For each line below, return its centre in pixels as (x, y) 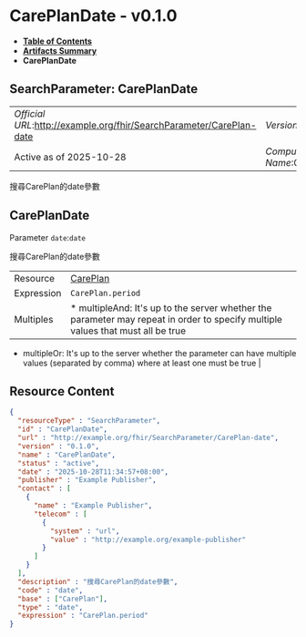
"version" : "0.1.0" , (59, 446)
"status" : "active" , (59, 463)
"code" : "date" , (51, 590)
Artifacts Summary (60, 50)
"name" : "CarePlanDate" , (67, 455)
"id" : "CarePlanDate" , (62, 429)
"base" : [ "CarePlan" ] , (62, 599)
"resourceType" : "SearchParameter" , (89, 421)
